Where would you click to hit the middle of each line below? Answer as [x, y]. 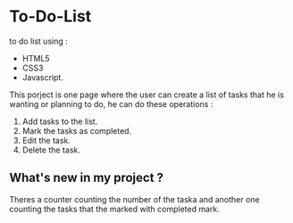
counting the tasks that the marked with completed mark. [115, 209]
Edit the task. [46, 140]
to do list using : [39, 41]
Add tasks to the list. [60, 121]
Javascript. [43, 77]
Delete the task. [51, 150]
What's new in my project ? [86, 178]
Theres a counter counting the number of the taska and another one [135, 199]
